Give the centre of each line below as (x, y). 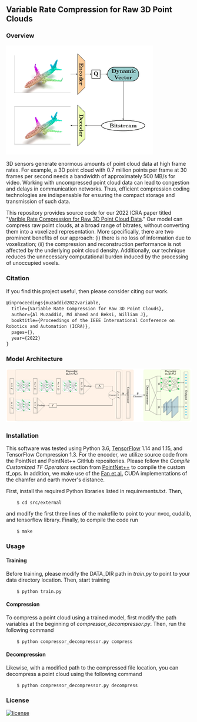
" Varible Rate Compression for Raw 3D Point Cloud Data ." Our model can (94, 219)
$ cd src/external (39, 503)
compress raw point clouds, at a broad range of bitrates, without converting (98, 225)
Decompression (26, 655)
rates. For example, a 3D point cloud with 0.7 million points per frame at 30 (96, 170)
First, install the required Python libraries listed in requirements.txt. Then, (94, 491)
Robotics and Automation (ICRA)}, (49, 326)
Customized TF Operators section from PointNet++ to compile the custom (96, 467)
